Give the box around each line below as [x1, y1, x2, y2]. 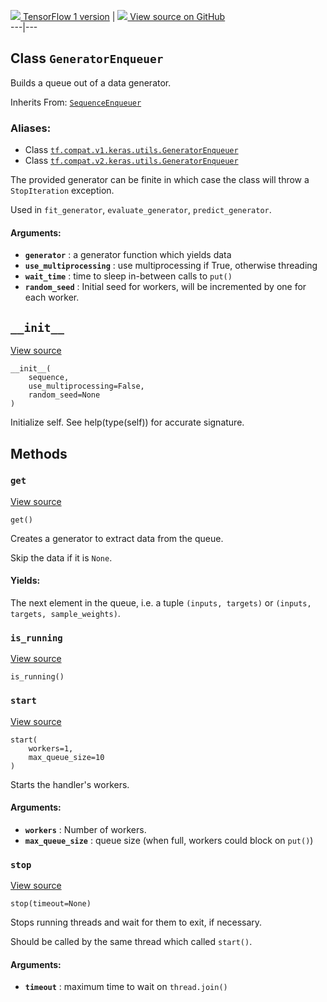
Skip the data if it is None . [10, 551, 113, 564]
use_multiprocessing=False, [28, 381, 145, 392]
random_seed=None [28, 390, 101, 400]
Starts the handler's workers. [10, 778, 130, 790]
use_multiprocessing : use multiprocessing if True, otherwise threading [24, 260, 318, 272]
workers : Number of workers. [24, 823, 147, 835]
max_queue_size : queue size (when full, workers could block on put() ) [24, 834, 314, 846]
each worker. [24, 291, 80, 304]
